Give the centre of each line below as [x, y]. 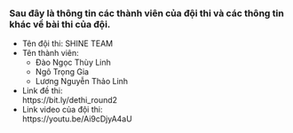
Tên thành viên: [51, 53]
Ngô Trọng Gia [62, 72]
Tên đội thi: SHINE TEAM [67, 43]
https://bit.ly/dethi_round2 [70, 100]
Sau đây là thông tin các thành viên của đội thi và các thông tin [146, 13]
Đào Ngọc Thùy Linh [73, 63]
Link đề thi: [42, 90]
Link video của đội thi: [62, 110]
